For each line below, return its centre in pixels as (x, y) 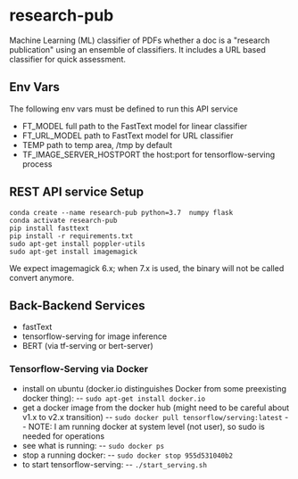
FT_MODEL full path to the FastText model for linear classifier (135, 126)
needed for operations (63, 436)
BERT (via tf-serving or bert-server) (87, 346)
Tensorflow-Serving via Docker (79, 369)
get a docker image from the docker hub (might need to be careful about (156, 408)
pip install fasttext (50, 228)
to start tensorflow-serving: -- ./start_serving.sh (115, 464)
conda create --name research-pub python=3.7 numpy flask (121, 212)
